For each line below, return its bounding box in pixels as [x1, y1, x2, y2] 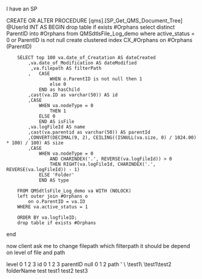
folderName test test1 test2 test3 [6, 267, 88, 274]
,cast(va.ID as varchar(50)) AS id [28, 92, 118, 98]
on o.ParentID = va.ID [28, 199, 86, 205]
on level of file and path [6, 249, 66, 256]
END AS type [38, 177, 69, 183]
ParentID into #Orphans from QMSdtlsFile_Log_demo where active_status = [6, 30, 195, 37]
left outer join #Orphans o [17, 193, 88, 199]
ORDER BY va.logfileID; [17, 214, 78, 221]
